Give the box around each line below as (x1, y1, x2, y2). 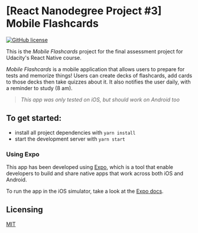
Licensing (6, 205, 43, 215)
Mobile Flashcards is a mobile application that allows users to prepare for (6, 65, 185, 72)
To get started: (6, 113, 62, 123)
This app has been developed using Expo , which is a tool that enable (6, 164, 173, 171)
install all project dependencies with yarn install (14, 129, 136, 136)
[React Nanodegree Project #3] (6, 4, 162, 18)
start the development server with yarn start (14, 135, 125, 142)
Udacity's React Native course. (6, 54, 82, 61)
